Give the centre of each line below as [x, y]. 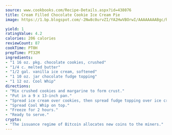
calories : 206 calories [31, 38]
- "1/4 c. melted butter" [33, 67]
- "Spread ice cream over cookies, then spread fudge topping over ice [83, 101]
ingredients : [19, 57]
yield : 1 [15, 29]
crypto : [14, 120]
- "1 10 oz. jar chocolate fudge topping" [51, 77]
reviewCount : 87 [23, 43]
